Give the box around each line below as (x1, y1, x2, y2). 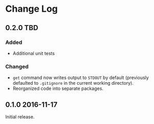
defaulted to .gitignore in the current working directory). (12, 80, 134, 86)
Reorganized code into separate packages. (12, 85, 104, 92)
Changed (5, 63, 29, 70)
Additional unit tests (12, 50, 55, 56)
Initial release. (5, 113, 35, 120)
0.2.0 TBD (5, 23, 38, 32)
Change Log (5, 3, 58, 15)
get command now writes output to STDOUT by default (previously (12, 75, 149, 81)
